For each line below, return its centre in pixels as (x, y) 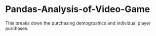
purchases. (17, 28)
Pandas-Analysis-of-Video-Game (78, 9)
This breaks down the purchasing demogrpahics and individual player (78, 23)
